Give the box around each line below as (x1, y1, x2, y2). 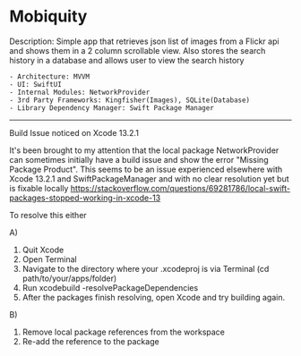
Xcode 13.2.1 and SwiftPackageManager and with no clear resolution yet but (9, 173, 289, 184)
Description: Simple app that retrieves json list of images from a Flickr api (9, 36, 279, 47)
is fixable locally (9, 182, 69, 193)
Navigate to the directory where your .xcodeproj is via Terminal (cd (21, 263, 270, 274)
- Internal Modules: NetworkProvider (9, 88, 150, 97)
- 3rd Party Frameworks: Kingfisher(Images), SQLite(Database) (9, 96, 251, 105)
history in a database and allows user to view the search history (9, 55, 245, 65)
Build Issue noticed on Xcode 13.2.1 (9, 127, 139, 138)
